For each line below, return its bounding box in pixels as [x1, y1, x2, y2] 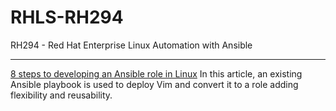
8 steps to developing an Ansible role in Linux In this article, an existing [10, 67, 303, 80]
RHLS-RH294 [10, 6, 124, 29]
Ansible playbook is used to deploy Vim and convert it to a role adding [10, 78, 299, 90]
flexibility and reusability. [10, 89, 113, 101]
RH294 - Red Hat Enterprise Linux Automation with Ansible [10, 39, 253, 51]
